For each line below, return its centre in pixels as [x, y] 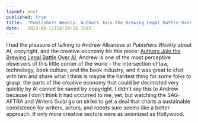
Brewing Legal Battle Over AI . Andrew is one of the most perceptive [88, 57]
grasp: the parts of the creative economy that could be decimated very [92, 83]
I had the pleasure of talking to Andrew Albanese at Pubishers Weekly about [99, 45]
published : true [26, 17]
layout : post [22, 12]
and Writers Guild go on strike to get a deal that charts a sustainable [108, 102]
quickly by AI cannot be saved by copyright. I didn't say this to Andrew [92, 89]
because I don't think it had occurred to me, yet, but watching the [86, 95]
